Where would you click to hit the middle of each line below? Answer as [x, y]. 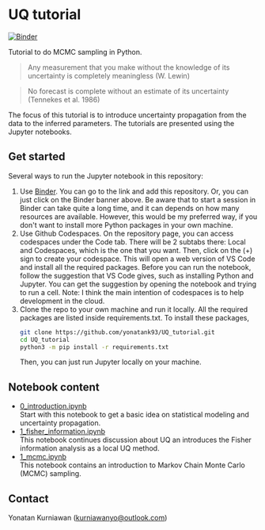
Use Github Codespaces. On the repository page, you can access [127, 233]
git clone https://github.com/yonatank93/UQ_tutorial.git [117, 332]
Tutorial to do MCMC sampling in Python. [75, 52]
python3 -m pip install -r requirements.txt [94, 347]
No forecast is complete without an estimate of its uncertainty [128, 91]
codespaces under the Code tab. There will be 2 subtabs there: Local [133, 242]
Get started [37, 157]
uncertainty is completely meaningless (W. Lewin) [108, 75]
